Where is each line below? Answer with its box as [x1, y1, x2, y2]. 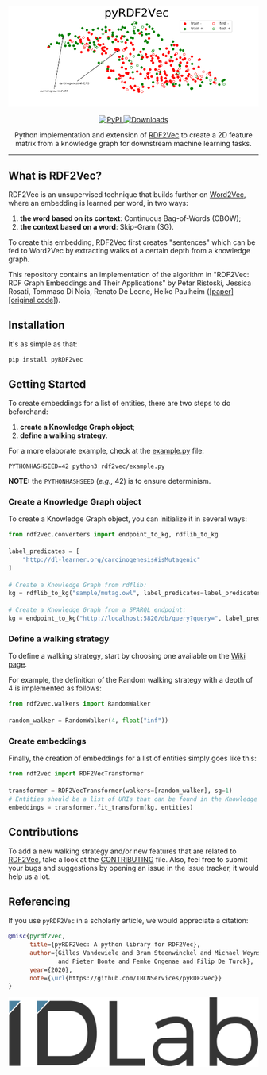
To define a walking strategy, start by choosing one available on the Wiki [8, 652, 246, 661]
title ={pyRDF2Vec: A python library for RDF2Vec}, [29, 941, 201, 949]
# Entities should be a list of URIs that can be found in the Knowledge [8, 795, 258, 803]
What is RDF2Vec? [8, 168, 102, 182]
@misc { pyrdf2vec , [8, 932, 66, 941]
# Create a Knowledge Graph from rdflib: [8, 581, 148, 589]
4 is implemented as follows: [8, 683, 102, 693]
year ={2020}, [29, 965, 73, 974]
